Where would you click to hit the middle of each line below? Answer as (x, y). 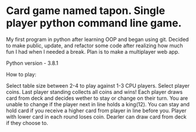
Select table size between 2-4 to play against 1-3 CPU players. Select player (98, 85)
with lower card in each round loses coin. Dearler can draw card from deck (97, 117)
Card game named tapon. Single (86, 11)
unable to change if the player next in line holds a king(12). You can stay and (98, 104)
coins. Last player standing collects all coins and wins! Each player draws (94, 92)
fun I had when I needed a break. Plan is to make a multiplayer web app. (93, 51)
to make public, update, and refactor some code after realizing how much (94, 46)
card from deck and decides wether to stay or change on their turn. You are (97, 98)
